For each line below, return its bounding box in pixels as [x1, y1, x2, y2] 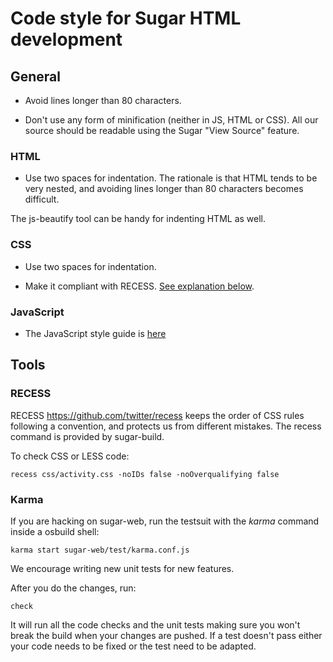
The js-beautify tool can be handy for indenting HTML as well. [10, 213, 267, 225]
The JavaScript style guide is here [24, 327, 167, 339]
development [10, 28, 123, 51]
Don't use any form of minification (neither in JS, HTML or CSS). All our [24, 114, 319, 126]
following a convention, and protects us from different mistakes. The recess [10, 420, 322, 432]
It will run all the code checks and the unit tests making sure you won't [10, 618, 301, 631]
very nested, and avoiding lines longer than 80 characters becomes [24, 183, 304, 195]
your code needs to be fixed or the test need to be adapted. [10, 640, 257, 652]
